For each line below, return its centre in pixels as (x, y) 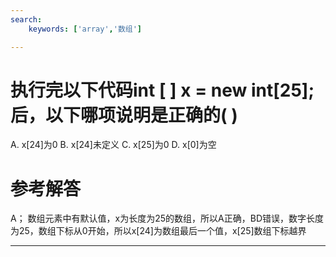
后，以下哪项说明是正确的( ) (124, 115)
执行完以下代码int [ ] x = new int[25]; (162, 90)
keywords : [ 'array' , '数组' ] (85, 29)
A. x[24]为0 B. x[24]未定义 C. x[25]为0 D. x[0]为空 (113, 145)
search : (26, 19)
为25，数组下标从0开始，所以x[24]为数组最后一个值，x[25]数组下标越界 (158, 231)
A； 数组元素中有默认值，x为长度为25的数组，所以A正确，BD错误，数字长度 (167, 218)
